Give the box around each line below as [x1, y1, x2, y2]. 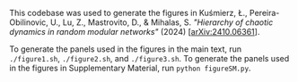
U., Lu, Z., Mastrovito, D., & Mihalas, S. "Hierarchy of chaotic [50, 17, 274, 28]
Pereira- [250, 8, 280, 18]
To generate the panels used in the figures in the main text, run [9, 44, 242, 54]
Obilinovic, [9, 17, 49, 28]
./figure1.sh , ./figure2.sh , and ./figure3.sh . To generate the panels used [9, 53, 290, 63]
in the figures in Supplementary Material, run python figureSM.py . [9, 62, 251, 73]
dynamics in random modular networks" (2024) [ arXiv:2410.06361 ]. [9, 27, 260, 37]
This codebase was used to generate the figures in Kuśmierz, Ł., [9, 8, 249, 18]
